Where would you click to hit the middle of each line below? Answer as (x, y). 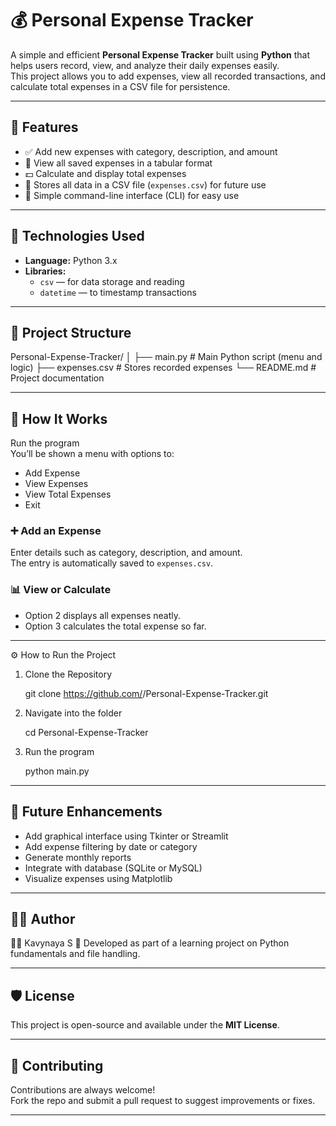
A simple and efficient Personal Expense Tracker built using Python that (160, 54)
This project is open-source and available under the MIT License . (145, 1025)
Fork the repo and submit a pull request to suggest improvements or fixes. (163, 1101)
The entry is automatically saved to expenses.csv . (112, 563)
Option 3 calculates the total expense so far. (115, 626)
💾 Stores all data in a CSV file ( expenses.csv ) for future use (145, 184)
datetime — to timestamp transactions (118, 292)
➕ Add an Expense (56, 531)
